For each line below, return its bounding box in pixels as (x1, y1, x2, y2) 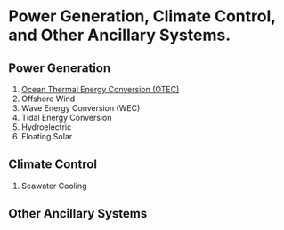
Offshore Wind (20, 93, 76, 104)
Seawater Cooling (20, 180, 87, 191)
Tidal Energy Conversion (20, 113, 112, 123)
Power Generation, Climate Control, (8, 6, 277, 27)
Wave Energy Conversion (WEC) (20, 103, 141, 113)
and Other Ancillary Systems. (8, 25, 231, 45)
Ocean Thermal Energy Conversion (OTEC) (20, 84, 180, 94)
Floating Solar (20, 131, 73, 141)
